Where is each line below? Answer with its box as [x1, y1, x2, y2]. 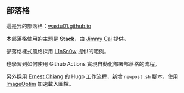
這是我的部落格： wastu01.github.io [6, 23, 91, 30]
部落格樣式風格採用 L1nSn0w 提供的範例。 [6, 47, 110, 54]
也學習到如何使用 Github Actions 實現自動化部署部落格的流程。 [6, 60, 161, 67]
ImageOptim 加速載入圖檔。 [6, 80, 74, 87]
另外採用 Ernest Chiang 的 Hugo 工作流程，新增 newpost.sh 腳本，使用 [6, 73, 179, 80]
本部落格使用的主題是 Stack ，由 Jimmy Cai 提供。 [6, 35, 129, 42]
